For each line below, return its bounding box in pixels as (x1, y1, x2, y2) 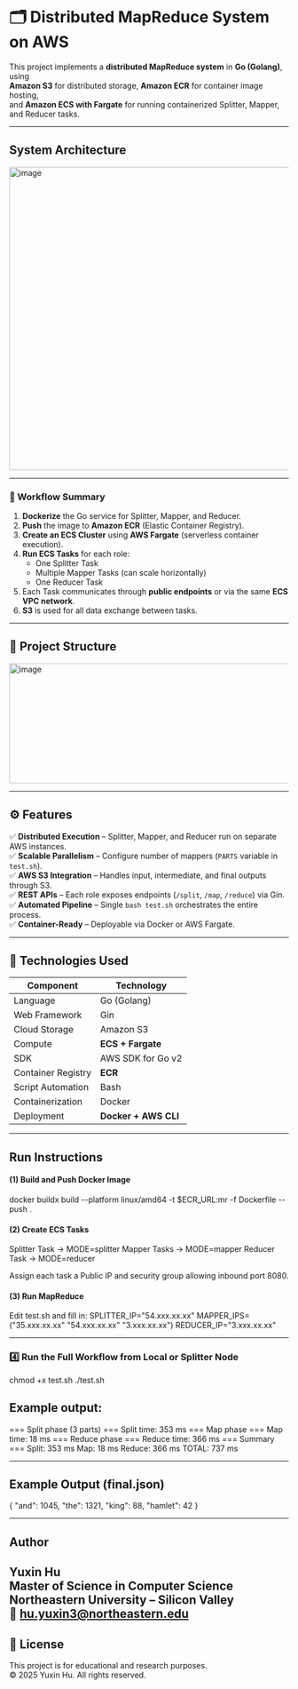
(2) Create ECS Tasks (9, 1223, 90, 1235)
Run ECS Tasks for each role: (21, 548, 130, 560)
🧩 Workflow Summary (9, 490, 106, 503)
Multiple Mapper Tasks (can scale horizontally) (35, 568, 207, 578)
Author (9, 1534, 49, 1550)
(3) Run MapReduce (9, 1290, 84, 1302)
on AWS (9, 32, 69, 52)
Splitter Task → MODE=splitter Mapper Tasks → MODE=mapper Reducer (9, 1244, 275, 1255)
